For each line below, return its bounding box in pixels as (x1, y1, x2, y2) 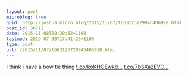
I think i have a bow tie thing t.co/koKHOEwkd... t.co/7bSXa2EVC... (6, 63, 169, 70)
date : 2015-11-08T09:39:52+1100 (6, 31, 86, 37)
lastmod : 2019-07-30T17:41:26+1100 (6, 36, 95, 42)
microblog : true (6, 14, 46, 20)
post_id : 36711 (6, 25, 44, 31)
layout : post (6, 8, 39, 15)
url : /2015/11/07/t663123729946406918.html (6, 47, 116, 53)
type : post (6, 42, 33, 48)
